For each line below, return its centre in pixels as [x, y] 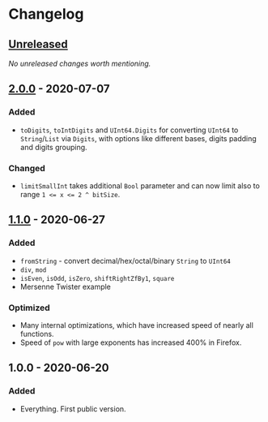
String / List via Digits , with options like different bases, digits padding [138, 138]
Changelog [46, 14]
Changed [27, 168]
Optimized [29, 308]
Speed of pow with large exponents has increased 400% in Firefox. [131, 342]
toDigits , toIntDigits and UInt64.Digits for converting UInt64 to [129, 130]
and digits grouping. [53, 147]
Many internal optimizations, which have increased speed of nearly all [136, 325]
